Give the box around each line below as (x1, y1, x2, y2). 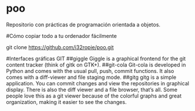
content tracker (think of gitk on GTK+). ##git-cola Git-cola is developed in (6, 61, 186, 68)
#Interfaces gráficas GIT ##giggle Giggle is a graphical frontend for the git (6, 55, 186, 62)
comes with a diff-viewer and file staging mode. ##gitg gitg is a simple (6, 74, 177, 81)
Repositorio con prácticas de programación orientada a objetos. (6, 21, 160, 28)
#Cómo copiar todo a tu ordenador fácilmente (6, 32, 117, 39)
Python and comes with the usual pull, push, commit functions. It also (6, 67, 174, 74)
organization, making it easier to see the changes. (6, 98, 127, 105)
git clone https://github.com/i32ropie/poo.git (6, 43, 114, 51)
